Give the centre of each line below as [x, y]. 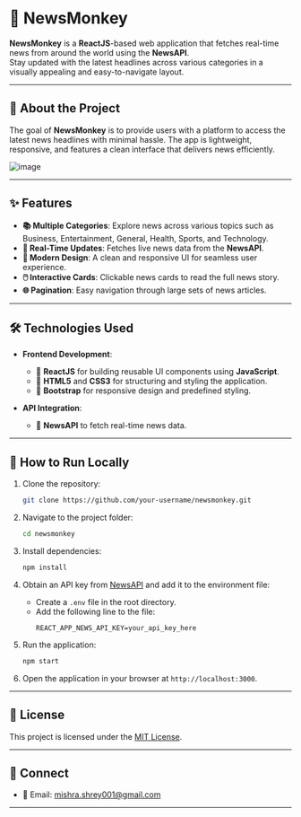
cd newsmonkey [48, 534]
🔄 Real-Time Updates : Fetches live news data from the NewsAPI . [143, 248]
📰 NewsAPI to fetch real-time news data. [111, 426]
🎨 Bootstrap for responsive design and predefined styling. [143, 391]
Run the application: [59, 645]
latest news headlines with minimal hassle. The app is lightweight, [131, 139]
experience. [44, 267]
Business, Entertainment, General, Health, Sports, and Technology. [145, 238]
